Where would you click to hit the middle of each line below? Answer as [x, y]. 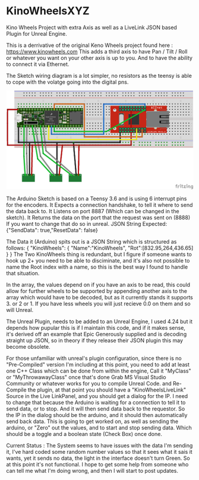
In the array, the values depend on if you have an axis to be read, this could [98, 285]
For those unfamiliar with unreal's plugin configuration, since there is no [94, 358]
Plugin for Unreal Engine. [37, 33]
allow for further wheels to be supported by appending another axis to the [97, 291]
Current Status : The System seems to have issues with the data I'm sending [99, 446]
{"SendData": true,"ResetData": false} [52, 230]
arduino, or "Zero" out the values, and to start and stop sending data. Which [99, 428]
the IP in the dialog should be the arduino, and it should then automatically [97, 415]
